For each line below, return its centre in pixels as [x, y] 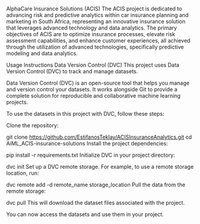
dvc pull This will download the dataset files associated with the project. [95, 203]
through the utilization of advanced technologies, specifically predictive [95, 47]
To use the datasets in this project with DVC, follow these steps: [85, 114]
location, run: [23, 173]
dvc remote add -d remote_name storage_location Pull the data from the [96, 185]
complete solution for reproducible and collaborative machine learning [93, 96]
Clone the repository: [33, 125]
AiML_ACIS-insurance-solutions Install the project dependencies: [87, 143]
